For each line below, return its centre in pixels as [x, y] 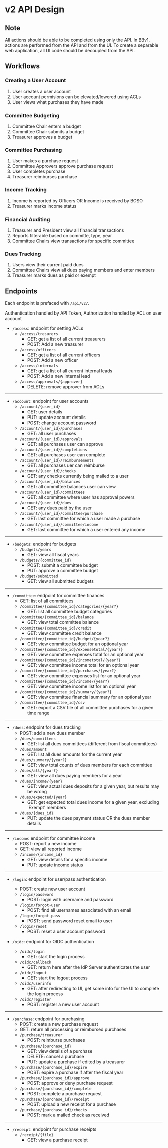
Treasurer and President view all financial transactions [68, 230]
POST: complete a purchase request [65, 1093]
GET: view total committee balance [63, 622]
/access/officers [38, 350]
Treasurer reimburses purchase [45, 177]
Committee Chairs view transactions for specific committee [73, 241]
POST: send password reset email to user [70, 921]
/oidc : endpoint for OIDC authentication [53, 941]
